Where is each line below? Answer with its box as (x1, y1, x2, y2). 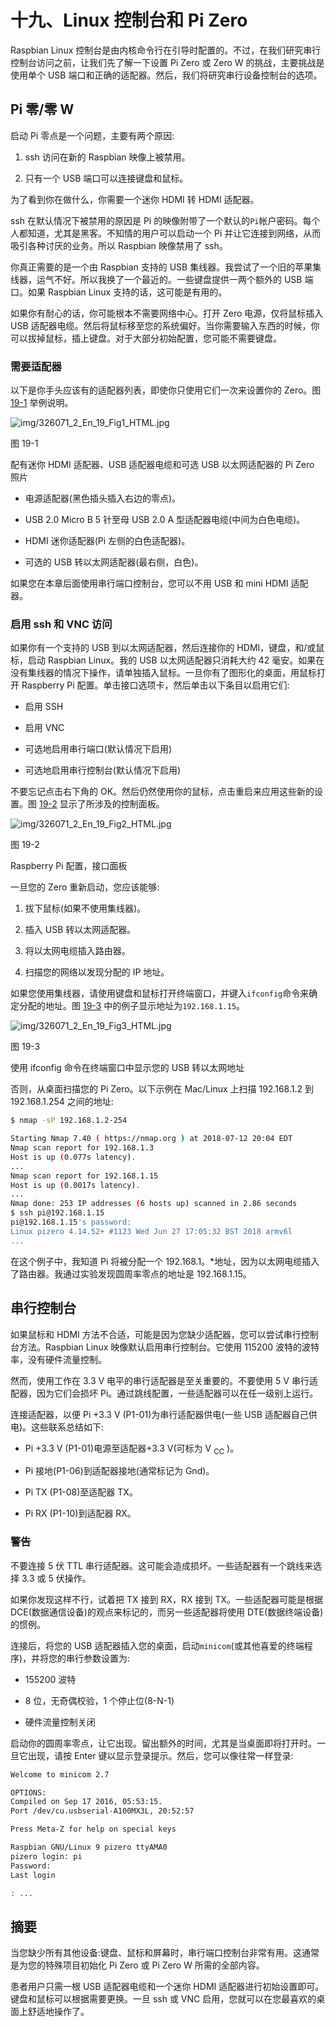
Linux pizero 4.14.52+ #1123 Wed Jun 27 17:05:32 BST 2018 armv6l (10, 1226, 293, 1236)
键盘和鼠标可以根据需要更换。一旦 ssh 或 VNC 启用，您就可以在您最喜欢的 (10, 1993, 317, 2005)
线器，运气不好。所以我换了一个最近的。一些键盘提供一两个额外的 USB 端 (10, 273, 314, 285)
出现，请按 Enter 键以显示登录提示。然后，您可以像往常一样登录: (27, 1749, 294, 1761)
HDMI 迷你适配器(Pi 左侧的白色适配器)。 (24, 535, 191, 547)
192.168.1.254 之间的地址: (10, 1096, 114, 1108)
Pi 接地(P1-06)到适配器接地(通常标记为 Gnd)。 (24, 1465, 215, 1477)
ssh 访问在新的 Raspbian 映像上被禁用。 (24, 151, 191, 163)
